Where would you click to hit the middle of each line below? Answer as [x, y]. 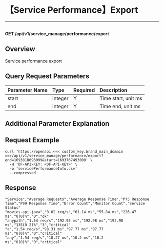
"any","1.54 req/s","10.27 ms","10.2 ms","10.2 [54, 238]
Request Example [32, 140]
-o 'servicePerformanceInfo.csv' [43, 169]
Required [84, 90]
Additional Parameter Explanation [57, 124]
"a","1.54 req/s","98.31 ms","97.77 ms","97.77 [54, 229]
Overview [20, 49]
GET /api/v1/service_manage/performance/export [57, 34]
